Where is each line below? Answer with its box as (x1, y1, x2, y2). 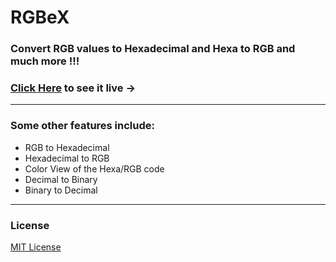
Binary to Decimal (24, 184, 98, 196)
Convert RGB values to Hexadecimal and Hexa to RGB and (10, 42, 296, 56)
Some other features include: (10, 119, 155, 133)
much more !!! (10, 54, 80, 68)
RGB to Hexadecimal (24, 141, 110, 153)
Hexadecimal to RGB (24, 152, 110, 164)
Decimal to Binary (24, 173, 98, 185)
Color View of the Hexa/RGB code (24, 162, 165, 175)
